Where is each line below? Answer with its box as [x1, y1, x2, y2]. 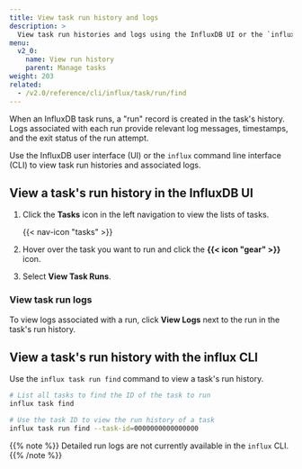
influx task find [9, 400, 75, 409]
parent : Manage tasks [25, 64, 106, 73]
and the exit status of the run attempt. [9, 132, 149, 143]
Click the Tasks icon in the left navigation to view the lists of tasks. [22, 209, 270, 221]
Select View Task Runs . [22, 271, 111, 282]
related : [9, 80, 42, 89]
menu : [9, 38, 30, 48]
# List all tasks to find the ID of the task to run [9, 391, 211, 401]
